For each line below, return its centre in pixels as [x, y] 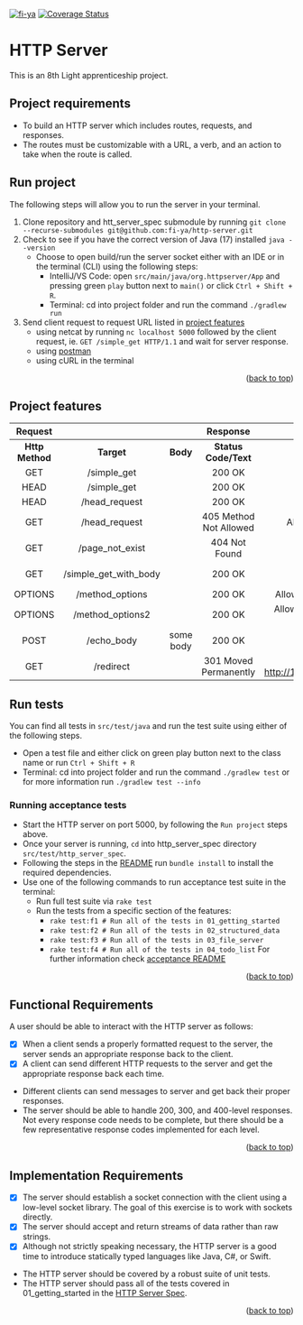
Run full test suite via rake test [94, 901]
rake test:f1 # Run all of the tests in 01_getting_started [165, 921]
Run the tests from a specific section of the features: [133, 911]
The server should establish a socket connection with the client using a [154, 1197]
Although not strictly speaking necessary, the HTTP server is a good [149, 1247]
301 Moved [228, 661]
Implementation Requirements [96, 1176]
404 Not [228, 543]
